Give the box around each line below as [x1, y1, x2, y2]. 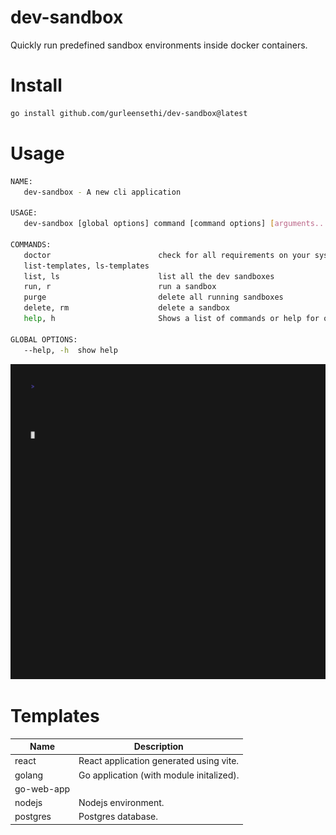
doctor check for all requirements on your [23, 250, 311, 260]
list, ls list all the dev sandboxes [23, 271, 275, 281]
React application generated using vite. [78, 755, 240, 767]
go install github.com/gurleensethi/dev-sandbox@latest [10, 108, 248, 118]
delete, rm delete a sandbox [23, 303, 230, 313]
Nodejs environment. [78, 797, 165, 808]
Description [133, 741, 184, 752]
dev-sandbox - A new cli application [23, 187, 182, 197]
